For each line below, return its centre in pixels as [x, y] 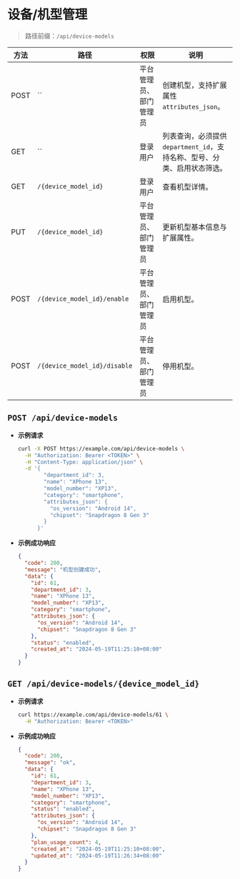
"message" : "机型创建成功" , [63, 569]
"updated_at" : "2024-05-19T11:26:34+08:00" [96, 855]
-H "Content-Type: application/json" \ [84, 462]
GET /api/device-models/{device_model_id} [104, 684]
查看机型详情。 [187, 186]
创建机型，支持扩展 [195, 85]
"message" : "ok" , [50, 763]
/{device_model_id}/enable [83, 298]
